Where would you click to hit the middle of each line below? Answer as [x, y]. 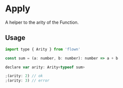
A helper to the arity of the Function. [42, 22]
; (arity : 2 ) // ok [24, 76]
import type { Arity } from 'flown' [43, 49]
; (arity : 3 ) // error [27, 81]
